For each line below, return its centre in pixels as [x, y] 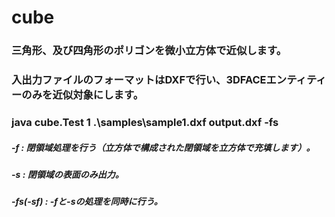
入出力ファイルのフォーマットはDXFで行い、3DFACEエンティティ [169, 80]
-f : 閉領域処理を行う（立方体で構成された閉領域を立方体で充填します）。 [163, 147]
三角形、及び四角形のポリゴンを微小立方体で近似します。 [149, 51]
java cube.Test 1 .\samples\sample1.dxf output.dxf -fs [145, 122]
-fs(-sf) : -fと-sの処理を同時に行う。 [87, 202]
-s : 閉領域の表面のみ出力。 [67, 174]
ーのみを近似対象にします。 [77, 95]
